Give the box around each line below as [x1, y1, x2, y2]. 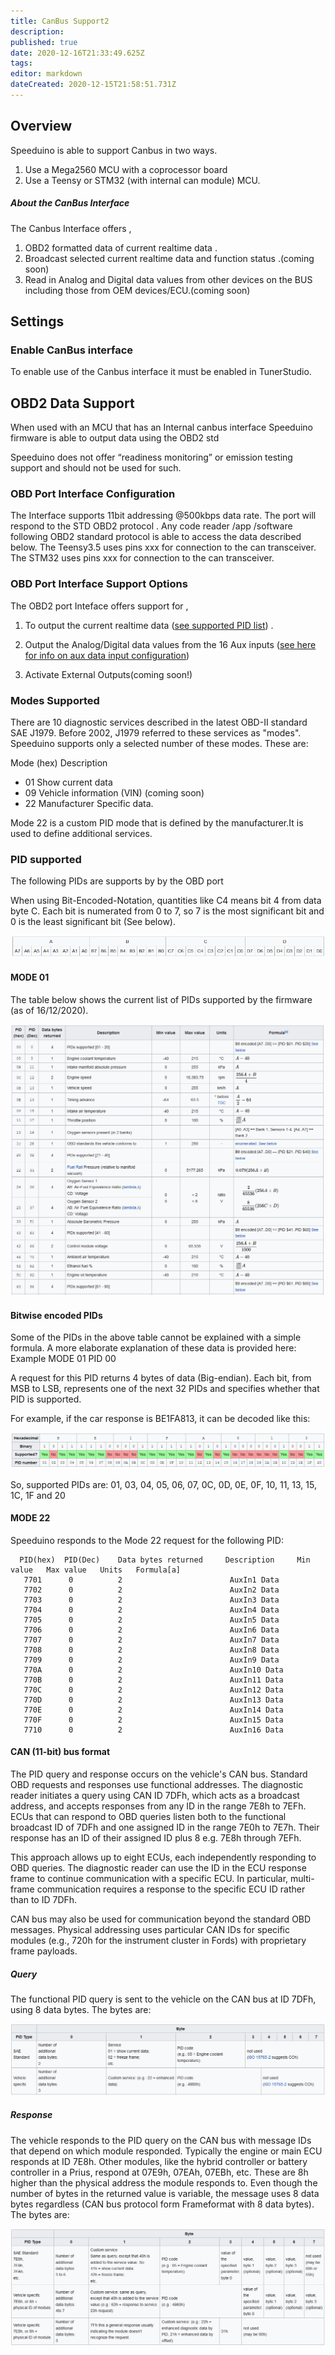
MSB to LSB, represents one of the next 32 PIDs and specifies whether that [10, 1383, 320, 1395]
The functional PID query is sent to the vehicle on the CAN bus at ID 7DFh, [10, 1993, 317, 2005]
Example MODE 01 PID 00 [10, 1353, 117, 1365]
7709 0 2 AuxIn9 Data [23, 1655, 280, 1665]
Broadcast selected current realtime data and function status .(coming [24, 252, 315, 264]
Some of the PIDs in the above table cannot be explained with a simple [10, 1331, 302, 1344]
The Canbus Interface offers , [10, 222, 132, 234]
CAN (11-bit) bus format [10, 1746, 111, 1758]
